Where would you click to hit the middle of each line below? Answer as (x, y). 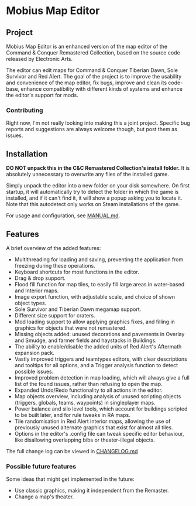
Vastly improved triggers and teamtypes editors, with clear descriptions (101, 359)
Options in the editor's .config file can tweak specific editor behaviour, (99, 433)
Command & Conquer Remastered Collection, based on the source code (93, 53)
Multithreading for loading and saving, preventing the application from (99, 259)
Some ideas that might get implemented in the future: (70, 479)
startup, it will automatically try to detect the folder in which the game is (92, 192)
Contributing (25, 110)
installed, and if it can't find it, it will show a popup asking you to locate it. (94, 198)
